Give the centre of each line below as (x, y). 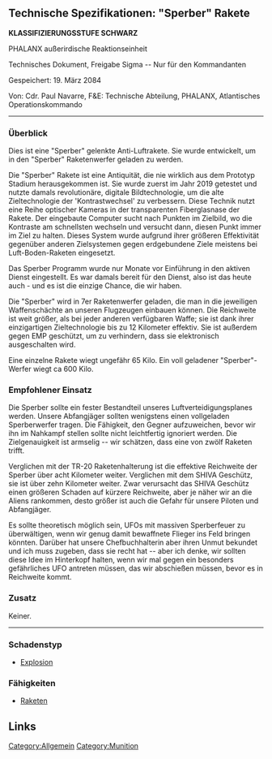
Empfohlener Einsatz (50, 390)
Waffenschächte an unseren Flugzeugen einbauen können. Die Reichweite (132, 310)
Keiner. (20, 615)
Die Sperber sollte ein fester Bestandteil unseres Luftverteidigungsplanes (130, 408)
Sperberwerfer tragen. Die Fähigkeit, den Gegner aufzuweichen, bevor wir (132, 425)
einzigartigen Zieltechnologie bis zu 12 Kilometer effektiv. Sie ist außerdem (133, 327)
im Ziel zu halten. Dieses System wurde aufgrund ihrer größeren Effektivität (134, 235)
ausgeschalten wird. (42, 345)
